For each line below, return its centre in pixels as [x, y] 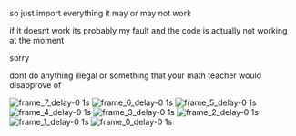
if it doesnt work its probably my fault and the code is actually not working [148, 30]
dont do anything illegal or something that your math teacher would [136, 75]
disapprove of [36, 85]
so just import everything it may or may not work [101, 13]
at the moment [37, 40]
